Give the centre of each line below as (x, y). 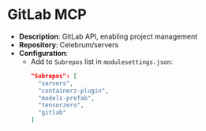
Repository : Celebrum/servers (69, 44)
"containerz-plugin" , (73, 91)
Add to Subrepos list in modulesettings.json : (101, 62)
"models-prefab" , (66, 98)
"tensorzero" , (61, 105)
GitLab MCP (47, 15)
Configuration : (43, 53)
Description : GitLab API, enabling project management (108, 36)
